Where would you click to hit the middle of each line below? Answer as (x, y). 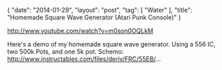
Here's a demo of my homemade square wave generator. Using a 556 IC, (112, 44)
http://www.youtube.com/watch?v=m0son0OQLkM (80, 31)
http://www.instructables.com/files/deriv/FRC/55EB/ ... (84, 59)
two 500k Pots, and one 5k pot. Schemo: (65, 52)
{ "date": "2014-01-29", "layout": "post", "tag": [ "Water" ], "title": (100, 10)
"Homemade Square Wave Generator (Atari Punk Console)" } (94, 17)
